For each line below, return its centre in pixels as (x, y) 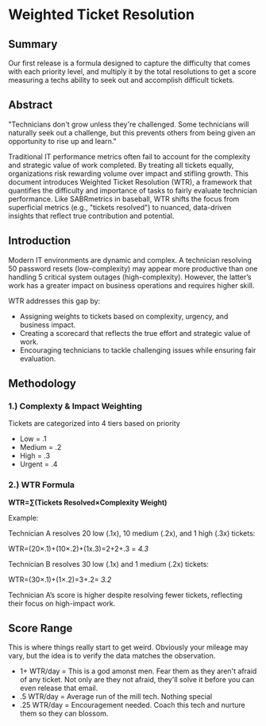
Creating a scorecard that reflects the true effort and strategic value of (135, 333)
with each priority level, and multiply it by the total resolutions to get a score (132, 72)
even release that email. (59, 688)
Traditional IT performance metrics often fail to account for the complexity (129, 156)
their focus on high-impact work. (62, 603)
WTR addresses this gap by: (54, 301)
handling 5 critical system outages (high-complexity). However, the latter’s (130, 277)
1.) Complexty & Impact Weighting (75, 406)
